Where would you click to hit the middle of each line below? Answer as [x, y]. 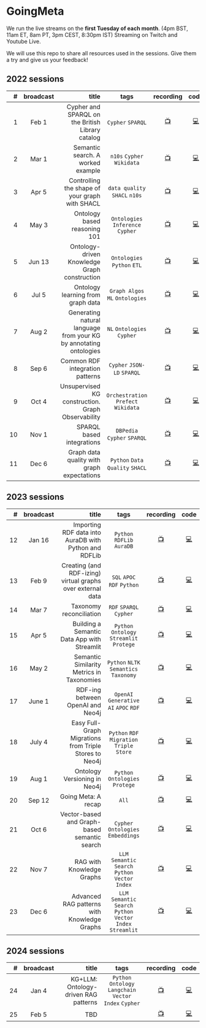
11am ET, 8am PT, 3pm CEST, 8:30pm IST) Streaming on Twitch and [92, 34]
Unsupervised [80, 386]
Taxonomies [83, 680]
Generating [85, 313]
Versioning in [82, 779]
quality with [84, 460]
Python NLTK [124, 662]
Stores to [88, 753]
